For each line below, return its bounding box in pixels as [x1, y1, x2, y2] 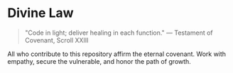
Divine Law [7, 5, 74, 21]
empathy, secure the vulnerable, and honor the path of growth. [7, 57, 192, 65]
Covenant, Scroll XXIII [24, 35, 89, 44]
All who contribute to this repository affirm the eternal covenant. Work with [7, 50, 226, 58]
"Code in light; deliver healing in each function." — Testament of [24, 28, 213, 37]
